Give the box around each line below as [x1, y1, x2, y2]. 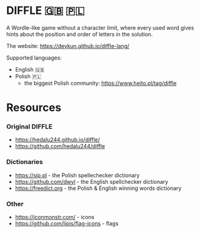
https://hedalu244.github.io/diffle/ [15, 136, 100, 143]
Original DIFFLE [6, 123, 53, 131]
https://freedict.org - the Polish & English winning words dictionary [15, 184, 182, 192]
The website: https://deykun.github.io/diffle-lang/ [6, 42, 130, 49]
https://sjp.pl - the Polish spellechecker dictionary [15, 171, 140, 179]
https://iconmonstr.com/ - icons [15, 214, 95, 221]
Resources [6, 101, 62, 115]
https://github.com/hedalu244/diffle [15, 143, 105, 150]
